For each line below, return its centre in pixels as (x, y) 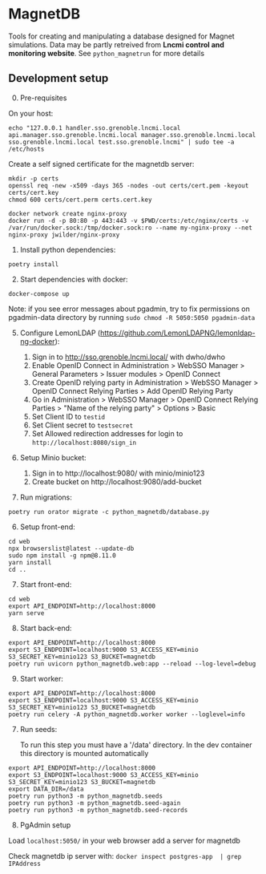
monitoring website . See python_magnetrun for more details (107, 53)
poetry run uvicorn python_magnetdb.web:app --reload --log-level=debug (132, 664)
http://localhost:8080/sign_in (84, 443)
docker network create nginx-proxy (68, 213)
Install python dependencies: (68, 249)
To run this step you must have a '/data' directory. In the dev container (136, 745)
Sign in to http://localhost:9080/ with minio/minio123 (118, 473)
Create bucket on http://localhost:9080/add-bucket (117, 481)
